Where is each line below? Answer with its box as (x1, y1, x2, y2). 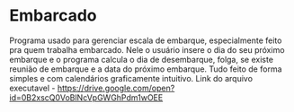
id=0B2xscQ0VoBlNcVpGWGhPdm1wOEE (9, 91, 164, 103)
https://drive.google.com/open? (57, 82, 175, 93)
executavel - (9, 82, 56, 93)
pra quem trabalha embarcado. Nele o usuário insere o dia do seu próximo (9, 44, 285, 55)
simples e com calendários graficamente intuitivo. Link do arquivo (9, 73, 254, 83)
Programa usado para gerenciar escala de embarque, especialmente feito (9, 35, 282, 46)
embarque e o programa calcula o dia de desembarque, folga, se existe (9, 54, 274, 65)
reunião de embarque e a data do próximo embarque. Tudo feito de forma (9, 64, 282, 74)
